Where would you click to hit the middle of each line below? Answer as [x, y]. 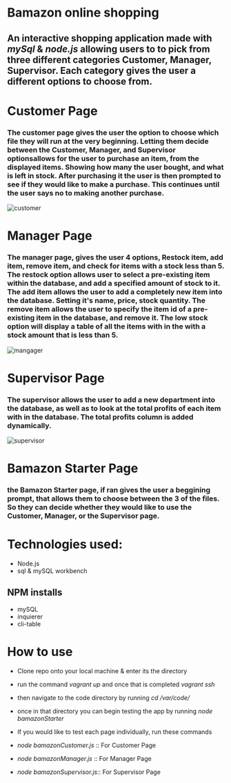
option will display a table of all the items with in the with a [106, 327]
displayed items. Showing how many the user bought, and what [115, 167]
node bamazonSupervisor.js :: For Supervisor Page [89, 772]
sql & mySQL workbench [52, 571]
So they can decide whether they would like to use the [99, 507]
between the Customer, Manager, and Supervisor [91, 150]
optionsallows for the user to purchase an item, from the [103, 158]
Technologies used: [65, 544]
